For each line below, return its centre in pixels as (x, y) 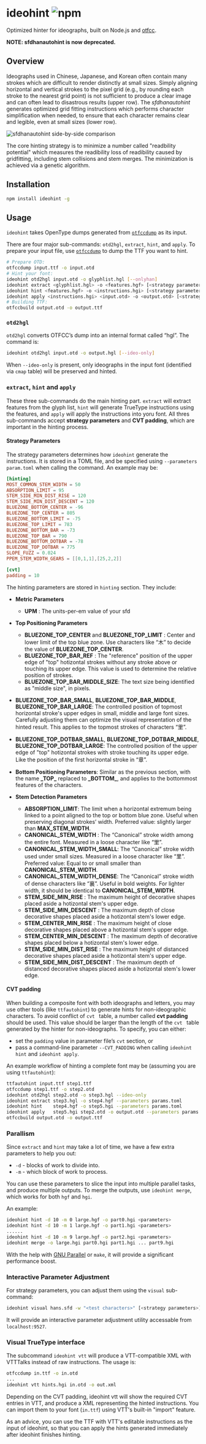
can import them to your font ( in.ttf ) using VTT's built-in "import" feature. (101, 1410)
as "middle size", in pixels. (57, 688)
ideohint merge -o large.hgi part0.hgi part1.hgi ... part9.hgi (90, 1243)
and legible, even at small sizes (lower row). (62, 122)
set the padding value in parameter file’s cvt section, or (84, 1041)
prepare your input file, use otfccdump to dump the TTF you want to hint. (97, 251)
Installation (28, 184)
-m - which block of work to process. (61, 1172)
